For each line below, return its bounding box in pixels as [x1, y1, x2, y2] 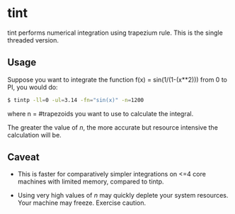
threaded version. [7, 35, 59, 44]
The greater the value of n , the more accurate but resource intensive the [7, 123, 218, 132]
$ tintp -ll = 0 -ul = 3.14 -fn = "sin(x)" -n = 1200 [7, 96, 144, 103]
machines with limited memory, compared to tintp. [17, 177, 164, 186]
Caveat [7, 151, 40, 164]
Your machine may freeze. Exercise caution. [17, 198, 147, 207]
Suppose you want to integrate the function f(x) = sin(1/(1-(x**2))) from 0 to [7, 75, 228, 84]
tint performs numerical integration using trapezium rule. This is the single [7, 28, 223, 37]
